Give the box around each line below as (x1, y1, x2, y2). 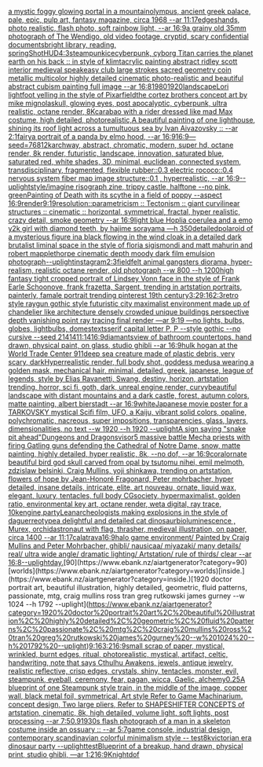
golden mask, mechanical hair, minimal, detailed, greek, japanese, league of (8, 365, 254, 375)
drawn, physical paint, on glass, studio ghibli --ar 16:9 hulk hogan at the (8, 341, 238, 350)
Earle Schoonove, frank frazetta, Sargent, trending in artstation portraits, (8, 282, 243, 292)
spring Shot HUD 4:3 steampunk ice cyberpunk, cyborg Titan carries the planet (8, 49, 254, 57)
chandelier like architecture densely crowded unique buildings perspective (8, 307, 250, 317)
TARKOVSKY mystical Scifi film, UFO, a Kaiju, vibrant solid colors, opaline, (8, 408, 247, 417)
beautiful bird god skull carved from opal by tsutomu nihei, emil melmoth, (8, 457, 245, 467)
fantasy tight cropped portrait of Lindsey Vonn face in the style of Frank (8, 274, 240, 283)
